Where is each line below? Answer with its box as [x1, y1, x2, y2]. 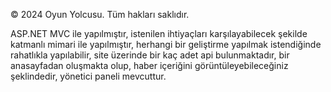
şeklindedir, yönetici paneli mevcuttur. [10, 70, 167, 82]
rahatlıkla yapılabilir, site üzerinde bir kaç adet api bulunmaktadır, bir [10, 49, 290, 61]
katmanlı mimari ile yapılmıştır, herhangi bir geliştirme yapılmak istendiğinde [10, 39, 322, 50]
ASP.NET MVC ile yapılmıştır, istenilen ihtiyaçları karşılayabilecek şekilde [10, 28, 308, 39]
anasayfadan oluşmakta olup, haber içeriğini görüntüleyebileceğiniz [10, 60, 289, 71]
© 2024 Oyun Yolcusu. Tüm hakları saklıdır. [10, 9, 190, 20]
